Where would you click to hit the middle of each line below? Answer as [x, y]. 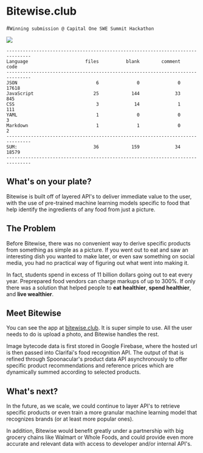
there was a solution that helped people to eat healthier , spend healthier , [99, 288]
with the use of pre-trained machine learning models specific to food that [98, 203]
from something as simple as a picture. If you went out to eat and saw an [97, 250]
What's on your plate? [49, 182]
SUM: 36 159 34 [94, 147]
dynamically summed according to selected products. [74, 372]
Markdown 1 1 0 [94, 125]
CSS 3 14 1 [94, 104]
